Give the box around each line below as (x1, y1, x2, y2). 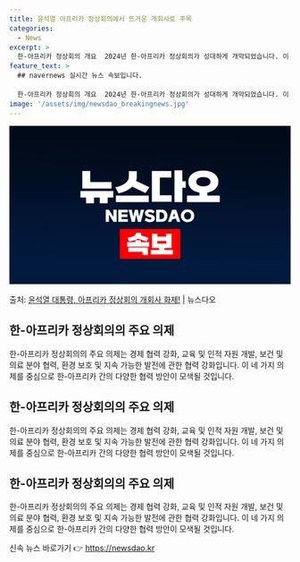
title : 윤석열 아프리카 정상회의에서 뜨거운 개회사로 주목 (9, 14, 192, 23)
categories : (9, 23, 54, 33)
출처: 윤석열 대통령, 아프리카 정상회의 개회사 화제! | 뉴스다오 (9, 294, 217, 304)
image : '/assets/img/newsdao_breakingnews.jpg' (9, 99, 190, 108)
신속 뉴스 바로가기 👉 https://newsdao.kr (9, 542, 155, 554)
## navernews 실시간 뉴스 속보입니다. (17, 72, 143, 81)
